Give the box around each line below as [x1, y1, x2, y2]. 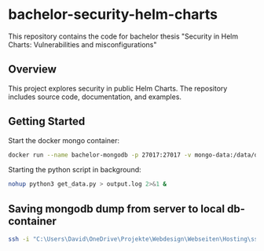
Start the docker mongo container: [8, 135, 120, 145]
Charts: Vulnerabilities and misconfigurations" [8, 39, 157, 49]
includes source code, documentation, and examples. [8, 92, 182, 102]
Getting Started [8, 115, 86, 128]
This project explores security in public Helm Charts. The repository [8, 83, 228, 93]
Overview [8, 63, 57, 76]
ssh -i [8, 235, 30, 243]
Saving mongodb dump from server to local [8, 202, 225, 216]
